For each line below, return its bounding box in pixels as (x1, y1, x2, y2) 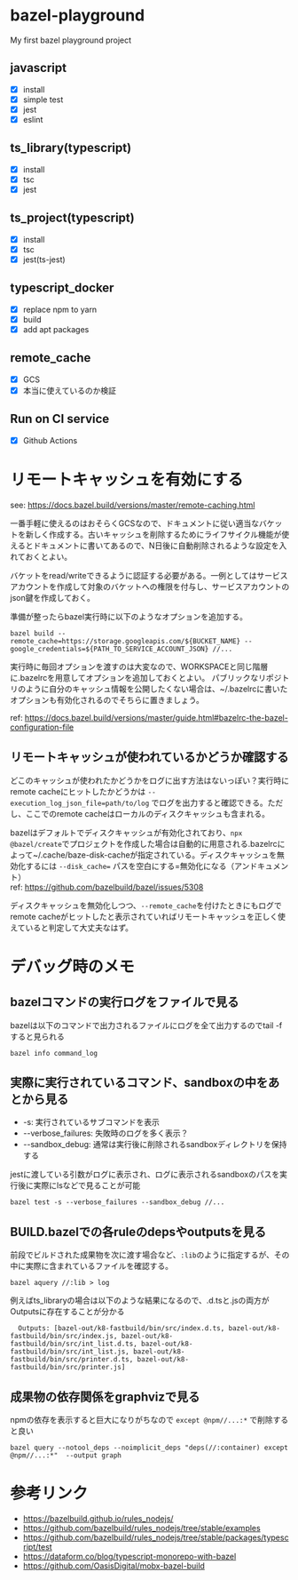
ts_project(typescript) (10, 211, 136, 226)
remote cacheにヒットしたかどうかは (10, 786, 146, 796)
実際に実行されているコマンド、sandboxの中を (10, 1074, 269, 1089)
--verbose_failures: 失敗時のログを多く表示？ (22, 1128, 189, 1138)
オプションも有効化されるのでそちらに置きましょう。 (10, 694, 205, 705)
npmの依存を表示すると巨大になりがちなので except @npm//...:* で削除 (10, 1415, 273, 1424)
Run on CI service (10, 411, 110, 427)
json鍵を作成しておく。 (10, 592, 96, 602)
